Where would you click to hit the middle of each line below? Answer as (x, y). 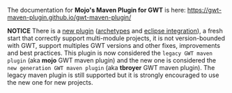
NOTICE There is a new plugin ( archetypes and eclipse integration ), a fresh (115, 31)
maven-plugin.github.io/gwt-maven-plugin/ (69, 17)
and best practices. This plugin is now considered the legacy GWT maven (110, 53)
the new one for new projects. (50, 82)
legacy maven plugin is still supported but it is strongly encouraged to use (113, 75)
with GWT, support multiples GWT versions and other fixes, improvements (114, 45)
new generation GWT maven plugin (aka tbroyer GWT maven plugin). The (111, 68)
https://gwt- (204, 10)
